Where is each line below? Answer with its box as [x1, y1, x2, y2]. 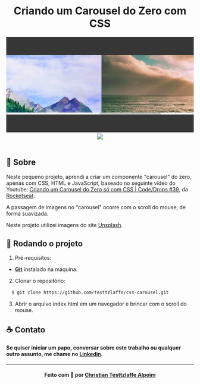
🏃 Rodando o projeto [6, 238, 83, 248]
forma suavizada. [6, 210, 49, 217]
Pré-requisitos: [14, 254, 52, 262]
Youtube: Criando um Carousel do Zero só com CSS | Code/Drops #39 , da [6, 185, 189, 193]
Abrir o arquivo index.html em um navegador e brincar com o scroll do [14, 300, 187, 307]
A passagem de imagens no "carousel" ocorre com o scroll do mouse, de [6, 203, 186, 210]
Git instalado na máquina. [14, 266, 78, 273]
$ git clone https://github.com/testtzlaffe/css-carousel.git [11, 289, 169, 295]
